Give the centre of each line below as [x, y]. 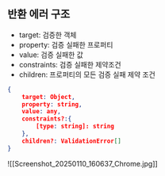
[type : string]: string [75, 126]
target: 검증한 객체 [48, 35]
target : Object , [49, 97]
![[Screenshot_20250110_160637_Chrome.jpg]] [82, 163]
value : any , [41, 112]
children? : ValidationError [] [72, 141]
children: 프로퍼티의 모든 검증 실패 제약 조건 [87, 75]
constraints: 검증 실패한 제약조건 [70, 64]
